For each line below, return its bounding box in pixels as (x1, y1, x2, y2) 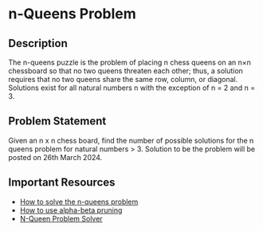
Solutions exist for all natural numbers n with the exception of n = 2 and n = (8, 83, 256, 92)
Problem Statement (8, 115, 107, 128)
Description (8, 37, 68, 50)
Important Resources (8, 176, 116, 190)
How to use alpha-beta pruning (19, 205, 123, 215)
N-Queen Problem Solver (19, 213, 103, 223)
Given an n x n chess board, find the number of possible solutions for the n (8, 135, 254, 145)
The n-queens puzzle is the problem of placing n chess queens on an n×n (8, 57, 251, 67)
